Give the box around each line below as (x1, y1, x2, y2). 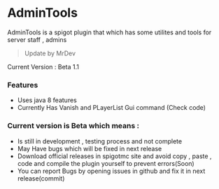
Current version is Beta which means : (7, 121, 140, 131)
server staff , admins (7, 35, 67, 43)
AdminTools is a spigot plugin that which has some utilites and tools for (7, 28, 212, 36)
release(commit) (17, 174, 65, 183)
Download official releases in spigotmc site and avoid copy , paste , (17, 152, 212, 160)
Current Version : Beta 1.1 (7, 62, 79, 71)
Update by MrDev (24, 49, 76, 57)
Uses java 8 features (17, 96, 77, 104)
